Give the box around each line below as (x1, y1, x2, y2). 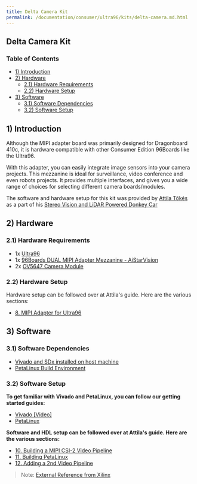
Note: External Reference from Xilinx (20, 471, 111, 478)
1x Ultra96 (14, 250, 41, 257)
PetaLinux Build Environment (14, 364, 86, 371)
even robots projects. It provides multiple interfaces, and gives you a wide (6, 177, 188, 183)
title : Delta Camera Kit (6, 8, 68, 15)
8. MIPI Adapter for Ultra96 (14, 309, 82, 316)
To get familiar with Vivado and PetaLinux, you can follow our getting (6, 393, 181, 400)
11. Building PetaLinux (14, 453, 69, 460)
